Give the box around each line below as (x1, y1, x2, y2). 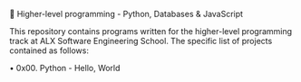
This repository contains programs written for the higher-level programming (9, 26, 293, 36)
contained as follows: (9, 45, 89, 56)
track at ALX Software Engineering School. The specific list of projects (9, 36, 273, 46)
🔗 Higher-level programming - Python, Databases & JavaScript (9, 9, 243, 19)
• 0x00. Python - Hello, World (9, 63, 121, 73)
